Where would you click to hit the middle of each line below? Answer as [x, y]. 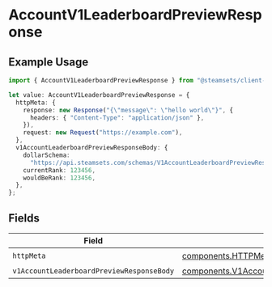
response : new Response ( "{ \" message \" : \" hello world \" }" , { [128, 110]
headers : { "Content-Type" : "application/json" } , [117, 118]
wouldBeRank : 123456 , [59, 178]
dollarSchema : [47, 155]
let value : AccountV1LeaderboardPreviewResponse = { [99, 95]
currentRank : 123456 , [59, 170]
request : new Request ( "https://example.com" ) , [103, 133]
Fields [24, 218]
